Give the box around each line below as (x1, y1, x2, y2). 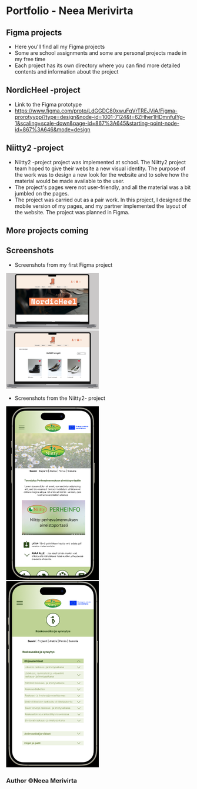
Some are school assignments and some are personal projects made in (14, 49, 187, 57)
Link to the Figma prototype (14, 101, 82, 108)
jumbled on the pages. (14, 190, 69, 197)
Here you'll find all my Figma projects (14, 43, 105, 50)
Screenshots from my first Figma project (14, 261, 113, 268)
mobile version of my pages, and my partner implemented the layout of (14, 202, 187, 210)
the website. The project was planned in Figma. (14, 208, 130, 216)
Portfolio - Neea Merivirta (6, 4, 133, 18)
